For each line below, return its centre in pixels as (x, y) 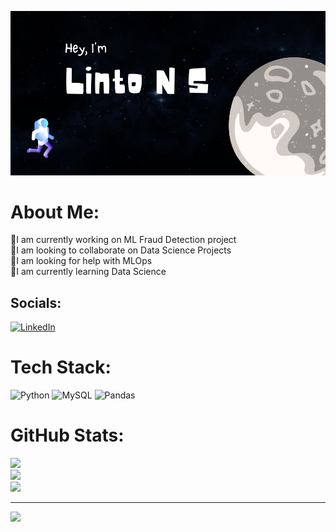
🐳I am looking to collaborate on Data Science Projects (121, 250)
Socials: (36, 302)
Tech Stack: (61, 367)
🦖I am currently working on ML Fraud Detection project (123, 240)
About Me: (55, 212)
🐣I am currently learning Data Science (88, 272)
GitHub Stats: (67, 435)
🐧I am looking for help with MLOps (81, 261)
